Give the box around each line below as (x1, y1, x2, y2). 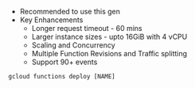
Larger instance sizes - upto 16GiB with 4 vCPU (31, 32, 188, 41)
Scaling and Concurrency (31, 40, 115, 50)
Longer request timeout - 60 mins (31, 24, 142, 33)
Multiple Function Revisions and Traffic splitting (31, 49, 188, 58)
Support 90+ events (31, 57, 98, 67)
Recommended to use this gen (19, 7, 121, 16)
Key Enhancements (19, 15, 84, 25)
